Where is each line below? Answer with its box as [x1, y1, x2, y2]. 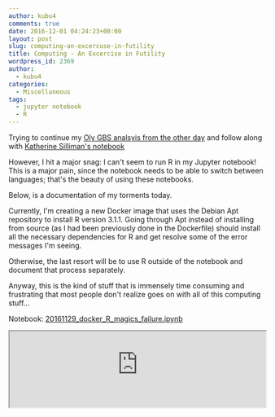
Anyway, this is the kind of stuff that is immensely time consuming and [8, 281, 245, 290]
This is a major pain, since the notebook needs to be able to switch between [8, 166, 264, 175]
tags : [8, 95, 27, 103]
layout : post [8, 34, 53, 43]
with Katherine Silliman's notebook [8, 142, 124, 151]
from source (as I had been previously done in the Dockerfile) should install [8, 223, 260, 233]
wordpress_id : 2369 [8, 58, 75, 66]
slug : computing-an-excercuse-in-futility [8, 42, 155, 50]
